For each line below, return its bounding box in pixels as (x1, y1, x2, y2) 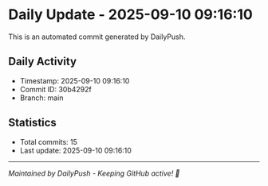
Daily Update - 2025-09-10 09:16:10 (8, 6, 253, 24)
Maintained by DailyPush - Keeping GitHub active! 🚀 (8, 169, 180, 178)
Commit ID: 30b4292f (19, 84, 92, 94)
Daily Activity (8, 55, 77, 68)
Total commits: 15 (19, 137, 78, 146)
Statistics (8, 116, 57, 130)
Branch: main (19, 93, 64, 103)
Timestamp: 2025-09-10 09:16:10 (19, 76, 130, 85)
